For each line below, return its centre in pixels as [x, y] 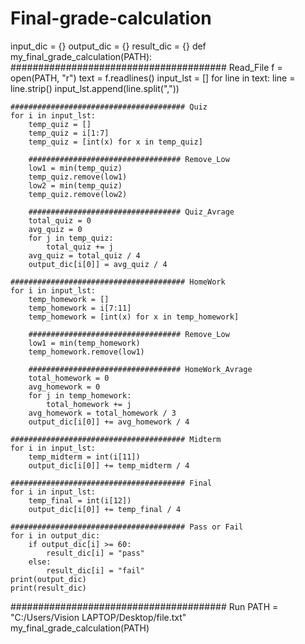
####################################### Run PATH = [144, 606]
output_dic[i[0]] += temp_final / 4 [105, 509]
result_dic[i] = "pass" [95, 553]
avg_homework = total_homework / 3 [102, 413]
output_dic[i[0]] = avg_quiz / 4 [98, 264]
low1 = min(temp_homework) [84, 343]
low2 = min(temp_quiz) [75, 185]
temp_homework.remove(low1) [86, 352]
